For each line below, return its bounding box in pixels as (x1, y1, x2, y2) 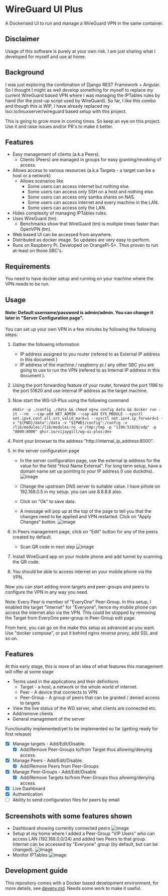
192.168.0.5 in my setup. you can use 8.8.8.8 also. (20, 489, 122, 495)
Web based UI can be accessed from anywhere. (12, 232, 112, 238)
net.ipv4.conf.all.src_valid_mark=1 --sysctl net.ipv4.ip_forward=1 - (12, 416, 163, 421)
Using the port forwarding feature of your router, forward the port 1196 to (12, 382, 163, 388)
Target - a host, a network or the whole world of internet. (20, 683, 138, 690)
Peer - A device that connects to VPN (20, 689, 98, 695)
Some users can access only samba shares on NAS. (27, 194, 135, 200)
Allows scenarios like (20, 178, 64, 184)
